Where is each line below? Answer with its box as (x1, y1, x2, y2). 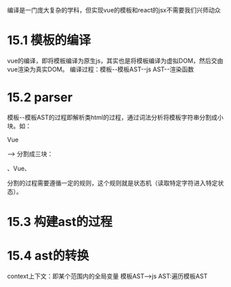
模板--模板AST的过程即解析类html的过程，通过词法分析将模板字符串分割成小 (7, 113, 224, 122)
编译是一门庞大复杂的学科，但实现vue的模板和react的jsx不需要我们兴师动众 (7, 6, 221, 14)
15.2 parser (7, 90, 73, 105)
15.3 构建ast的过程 (7, 214, 113, 230)
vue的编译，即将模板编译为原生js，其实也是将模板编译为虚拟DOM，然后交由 (7, 56, 223, 65)
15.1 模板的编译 (7, 33, 91, 48)
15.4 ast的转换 (7, 248, 89, 264)
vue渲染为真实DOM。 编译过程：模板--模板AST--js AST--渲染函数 (7, 65, 195, 73)
